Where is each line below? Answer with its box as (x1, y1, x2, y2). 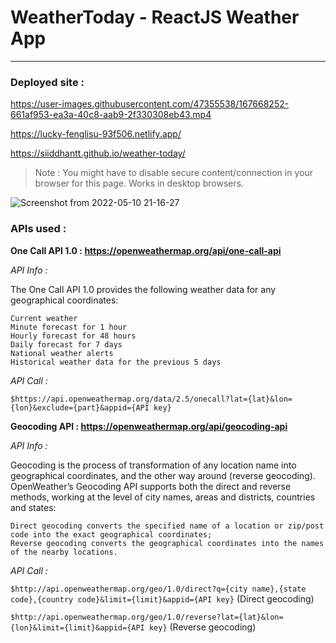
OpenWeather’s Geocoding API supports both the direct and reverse (10, 480, 292, 492)
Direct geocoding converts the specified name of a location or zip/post (10, 521, 325, 531)
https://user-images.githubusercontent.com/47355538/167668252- (10, 98, 290, 110)
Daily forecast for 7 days (10, 339, 123, 350)
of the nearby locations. (10, 547, 118, 557)
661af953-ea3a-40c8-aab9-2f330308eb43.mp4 (10, 109, 212, 121)
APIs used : (10, 222, 67, 236)
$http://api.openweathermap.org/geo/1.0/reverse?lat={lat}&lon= (10, 612, 284, 622)
